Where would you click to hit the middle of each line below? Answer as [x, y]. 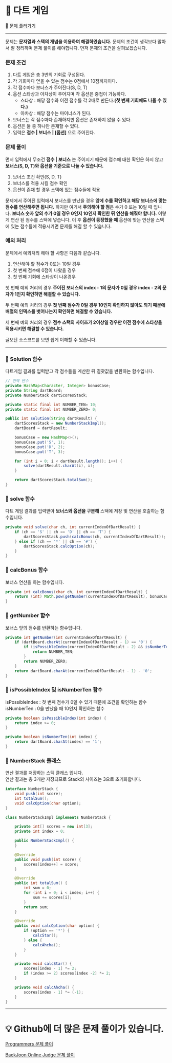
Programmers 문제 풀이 [29, 1044]
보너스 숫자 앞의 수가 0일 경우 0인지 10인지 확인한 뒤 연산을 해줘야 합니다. [84, 213]
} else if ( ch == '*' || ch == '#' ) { [56, 541]
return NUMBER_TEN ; [53, 652]
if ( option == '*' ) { [47, 931]
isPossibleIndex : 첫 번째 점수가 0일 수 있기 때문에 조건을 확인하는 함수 [76, 702]
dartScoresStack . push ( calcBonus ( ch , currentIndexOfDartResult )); [95, 537]
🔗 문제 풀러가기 [20, 26]
